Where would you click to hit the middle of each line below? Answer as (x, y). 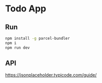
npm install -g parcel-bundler (38, 38)
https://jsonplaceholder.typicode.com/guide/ (51, 75)
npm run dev (17, 48)
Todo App (26, 9)
